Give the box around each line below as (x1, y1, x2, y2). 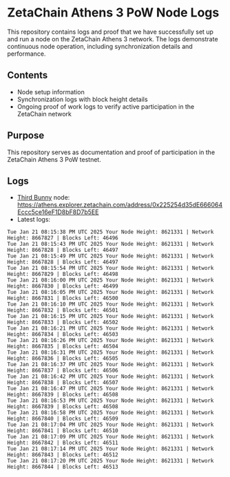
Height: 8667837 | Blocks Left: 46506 (7, 367, 118, 374)
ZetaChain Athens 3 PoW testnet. (7, 155, 101, 163)
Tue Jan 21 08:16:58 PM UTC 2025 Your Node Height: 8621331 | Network (7, 410, 214, 416)
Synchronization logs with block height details (17, 95, 148, 103)
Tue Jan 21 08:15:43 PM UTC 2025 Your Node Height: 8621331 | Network (7, 241, 214, 248)
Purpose (7, 129, 45, 142)
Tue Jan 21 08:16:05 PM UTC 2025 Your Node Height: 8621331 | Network (7, 289, 214, 296)
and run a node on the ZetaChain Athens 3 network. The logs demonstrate (7, 34, 218, 43)
